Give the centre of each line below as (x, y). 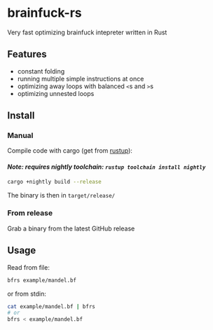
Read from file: (29, 267)
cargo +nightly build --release (54, 181)
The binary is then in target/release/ (61, 195)
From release (30, 213)
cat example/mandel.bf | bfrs (51, 306)
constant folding (41, 71)
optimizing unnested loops (56, 93)
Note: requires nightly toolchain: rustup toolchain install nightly (106, 167)
